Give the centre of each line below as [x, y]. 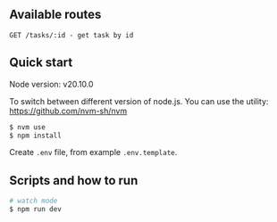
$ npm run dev [36, 210]
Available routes [55, 15]
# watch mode [34, 201]
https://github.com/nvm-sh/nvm [68, 111]
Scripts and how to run [74, 181]
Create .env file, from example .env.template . [93, 152]
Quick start [41, 63]
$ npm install [36, 136]
